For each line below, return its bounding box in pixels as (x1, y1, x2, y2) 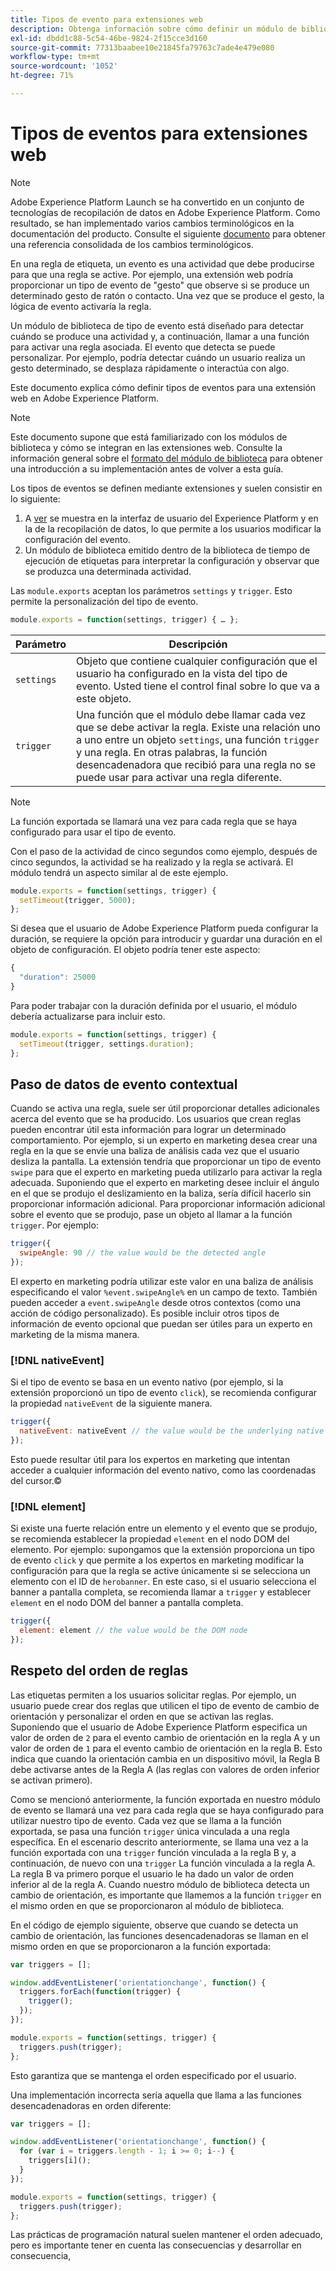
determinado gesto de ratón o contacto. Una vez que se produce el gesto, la (10, 289, 325, 301)
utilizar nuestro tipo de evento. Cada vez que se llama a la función (10, 1814, 282, 1826)
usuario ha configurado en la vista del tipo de (75, 666, 288, 680)
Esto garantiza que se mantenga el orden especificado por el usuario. (10, 2069, 297, 2081)
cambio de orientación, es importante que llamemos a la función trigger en (10, 1889, 322, 1901)
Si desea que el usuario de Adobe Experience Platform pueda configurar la (10, 922, 319, 935)
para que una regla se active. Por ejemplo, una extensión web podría (10, 268, 294, 280)
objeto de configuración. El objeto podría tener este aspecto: (10, 944, 261, 956)
